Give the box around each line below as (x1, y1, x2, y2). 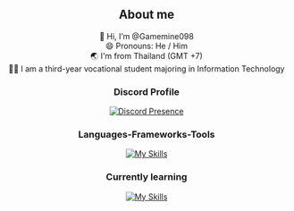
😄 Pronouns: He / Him (105, 40, 189, 51)
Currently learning (105, 171, 188, 183)
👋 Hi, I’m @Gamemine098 (98, 30, 195, 41)
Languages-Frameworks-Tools (78, 129, 215, 141)
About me (118, 7, 175, 22)
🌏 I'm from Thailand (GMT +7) (89, 50, 204, 61)
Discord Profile (113, 85, 180, 97)
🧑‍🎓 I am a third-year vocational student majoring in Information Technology (8, 63, 285, 74)
